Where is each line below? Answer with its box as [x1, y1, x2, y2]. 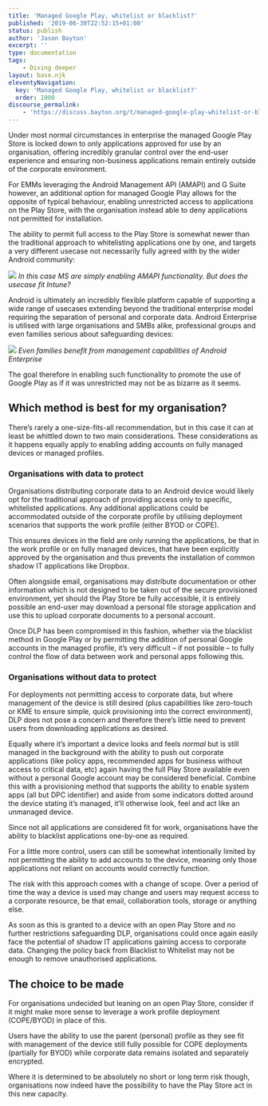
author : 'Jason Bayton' [8, 34, 88, 42]
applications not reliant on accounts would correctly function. [8, 864, 210, 873]
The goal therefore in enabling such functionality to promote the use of [8, 369, 242, 379]
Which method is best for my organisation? [8, 401, 227, 415]
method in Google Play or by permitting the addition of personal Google [8, 635, 243, 645]
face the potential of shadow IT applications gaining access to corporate [8, 937, 246, 947]
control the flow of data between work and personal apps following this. [8, 652, 245, 661]
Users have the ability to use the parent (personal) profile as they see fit [8, 1031, 245, 1040]
